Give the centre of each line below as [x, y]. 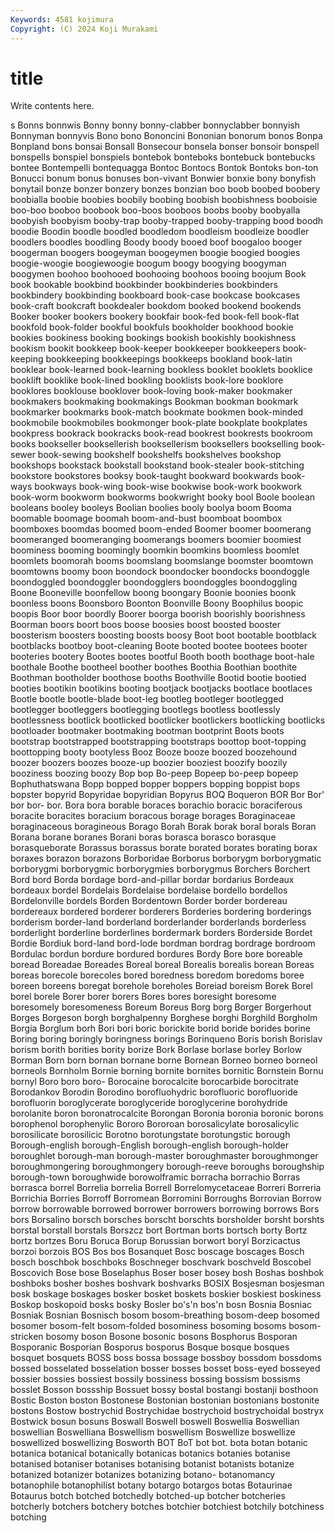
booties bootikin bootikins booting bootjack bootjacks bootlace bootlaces [161, 688]
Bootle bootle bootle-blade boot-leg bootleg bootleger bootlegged [147, 699]
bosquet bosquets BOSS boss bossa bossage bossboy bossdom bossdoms [166, 1358]
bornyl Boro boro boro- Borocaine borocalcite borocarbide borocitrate [154, 1082]
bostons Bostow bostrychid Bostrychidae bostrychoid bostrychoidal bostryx [167, 1411]
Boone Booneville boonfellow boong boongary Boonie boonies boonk [153, 593]
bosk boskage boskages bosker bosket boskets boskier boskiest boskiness [166, 1294]
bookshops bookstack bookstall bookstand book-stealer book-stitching [157, 465]
